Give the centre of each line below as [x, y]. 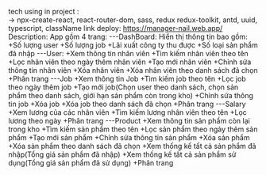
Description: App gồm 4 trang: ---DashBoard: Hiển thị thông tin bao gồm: [128, 36]
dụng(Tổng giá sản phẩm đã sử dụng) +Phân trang [91, 163]
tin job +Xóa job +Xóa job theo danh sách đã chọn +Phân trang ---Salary [127, 104]
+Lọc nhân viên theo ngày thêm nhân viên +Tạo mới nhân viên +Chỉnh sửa [130, 62]
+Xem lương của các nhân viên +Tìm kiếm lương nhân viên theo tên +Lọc [128, 112]
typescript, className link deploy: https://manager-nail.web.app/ [116, 28]
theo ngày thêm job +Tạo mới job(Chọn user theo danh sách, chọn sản [123, 87]
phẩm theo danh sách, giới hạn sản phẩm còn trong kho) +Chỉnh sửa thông [131, 95]
